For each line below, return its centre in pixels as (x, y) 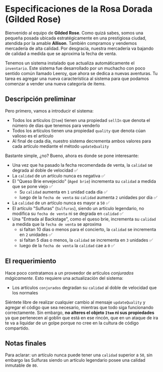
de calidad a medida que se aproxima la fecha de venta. (61, 53)
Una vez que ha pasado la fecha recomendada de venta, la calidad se (82, 165)
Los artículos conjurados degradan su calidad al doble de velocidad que (84, 287)
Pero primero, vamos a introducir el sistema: (49, 111)
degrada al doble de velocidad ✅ (45, 170)
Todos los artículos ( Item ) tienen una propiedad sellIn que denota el (81, 120)
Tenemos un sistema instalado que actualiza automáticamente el (70, 63)
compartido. (17, 328)
